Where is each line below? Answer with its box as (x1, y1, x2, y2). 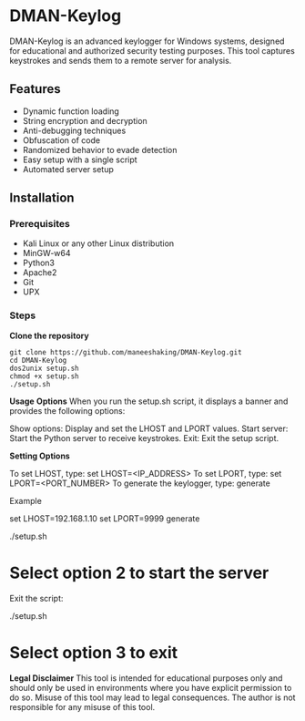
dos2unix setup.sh (9, 364, 79, 373)
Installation (9, 191, 75, 206)
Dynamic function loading (22, 106, 120, 117)
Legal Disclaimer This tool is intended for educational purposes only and (9, 672, 283, 684)
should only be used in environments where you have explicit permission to (9, 682, 292, 693)
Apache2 (22, 267, 57, 278)
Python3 (22, 257, 55, 269)
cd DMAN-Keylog (9, 355, 67, 365)
